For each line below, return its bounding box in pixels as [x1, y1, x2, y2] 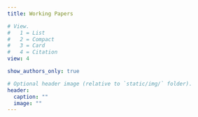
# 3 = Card [7, 42, 45, 49]
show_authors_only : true [7, 68, 80, 75]
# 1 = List [7, 29, 45, 36]
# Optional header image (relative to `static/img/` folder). [7, 80, 192, 87]
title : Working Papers [7, 10, 73, 17]
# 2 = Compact [7, 36, 55, 42]
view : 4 [7, 55, 30, 63]
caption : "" [13, 93, 49, 100]
